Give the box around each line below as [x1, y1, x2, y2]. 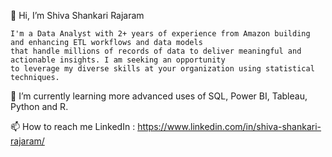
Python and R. [10, 101, 69, 112]
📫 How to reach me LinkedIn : [10, 121, 136, 132]
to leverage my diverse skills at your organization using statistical [10, 64, 315, 74]
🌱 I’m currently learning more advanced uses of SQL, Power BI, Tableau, [10, 90, 308, 102]
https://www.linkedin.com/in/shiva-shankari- [137, 121, 322, 132]
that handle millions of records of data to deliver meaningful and [10, 46, 302, 56]
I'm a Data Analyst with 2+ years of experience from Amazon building [10, 29, 311, 39]
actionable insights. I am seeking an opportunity [10, 55, 226, 65]
